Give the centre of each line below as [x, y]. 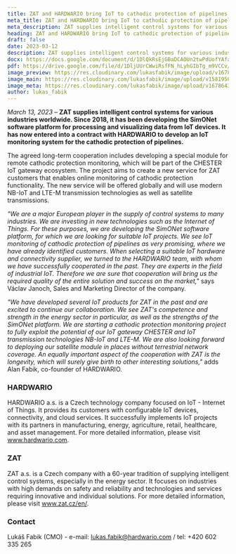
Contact [21, 522]
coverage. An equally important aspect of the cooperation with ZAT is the [114, 355]
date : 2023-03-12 [33, 46]
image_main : [25, 79]
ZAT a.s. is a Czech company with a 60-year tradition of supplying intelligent [118, 473]
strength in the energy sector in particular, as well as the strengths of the [113, 317]
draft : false [26, 40]
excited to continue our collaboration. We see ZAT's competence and [108, 310]
